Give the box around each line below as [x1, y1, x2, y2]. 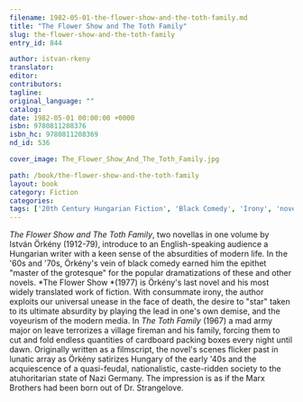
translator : [9, 63, 54, 72]
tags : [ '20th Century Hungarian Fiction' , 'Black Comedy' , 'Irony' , [9, 205, 272, 214]
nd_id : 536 [9, 139, 50, 148]
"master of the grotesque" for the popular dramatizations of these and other [9, 268, 291, 279]
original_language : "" [9, 96, 95, 105]
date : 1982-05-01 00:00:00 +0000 [9, 114, 135, 123]
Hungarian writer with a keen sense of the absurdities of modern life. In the [9, 249, 289, 260]
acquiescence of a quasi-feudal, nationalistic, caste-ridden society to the [9, 363, 281, 374]
